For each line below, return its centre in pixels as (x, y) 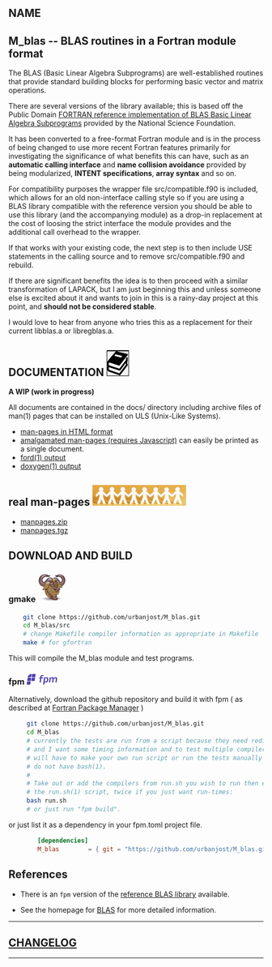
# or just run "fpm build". (74, 810)
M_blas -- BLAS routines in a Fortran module (122, 41)
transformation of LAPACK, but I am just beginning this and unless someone (135, 289)
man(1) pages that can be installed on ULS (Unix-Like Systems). (115, 416)
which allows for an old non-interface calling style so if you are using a (126, 198)
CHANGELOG (42, 942)
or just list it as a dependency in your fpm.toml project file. (105, 824)
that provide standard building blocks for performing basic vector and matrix (136, 82)
